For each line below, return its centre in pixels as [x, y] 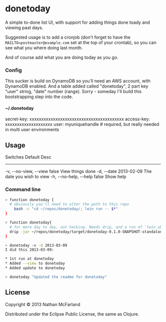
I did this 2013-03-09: [30, 250]
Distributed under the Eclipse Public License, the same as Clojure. [72, 314]
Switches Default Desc [28, 157]
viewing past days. [24, 27]
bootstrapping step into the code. [39, 97]
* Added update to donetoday [35, 268]
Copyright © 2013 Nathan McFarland [43, 304]
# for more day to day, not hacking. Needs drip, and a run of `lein [83, 227]
